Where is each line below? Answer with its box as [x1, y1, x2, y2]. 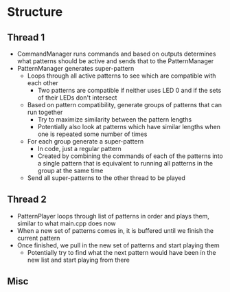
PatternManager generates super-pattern [16, 65, 135, 72]
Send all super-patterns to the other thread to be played [27, 174, 185, 182]
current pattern [16, 234, 60, 242]
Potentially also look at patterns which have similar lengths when [37, 123, 221, 131]
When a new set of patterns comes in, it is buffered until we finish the [16, 226, 214, 234]
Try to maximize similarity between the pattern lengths [37, 115, 192, 124]
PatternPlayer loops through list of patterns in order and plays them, [16, 212, 209, 220]
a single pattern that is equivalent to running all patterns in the [37, 159, 214, 167]
